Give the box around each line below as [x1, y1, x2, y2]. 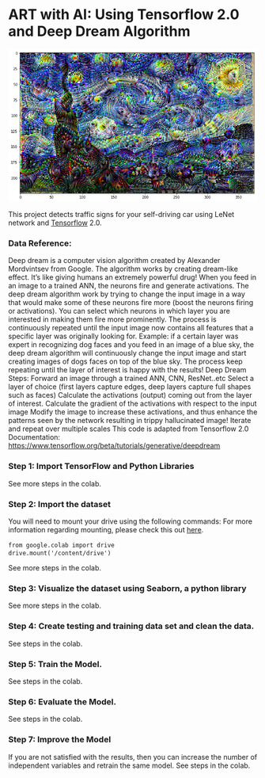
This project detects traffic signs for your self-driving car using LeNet [8, 210, 235, 219]
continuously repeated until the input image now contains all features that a [8, 323, 254, 333]
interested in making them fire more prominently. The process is [8, 315, 217, 324]
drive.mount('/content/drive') [8, 549, 112, 558]
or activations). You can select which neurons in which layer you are [8, 307, 231, 316]
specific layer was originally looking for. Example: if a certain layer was [8, 331, 239, 341]
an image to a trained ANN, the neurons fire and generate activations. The [8, 281, 249, 291]
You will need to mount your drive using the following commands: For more [8, 517, 253, 526]
